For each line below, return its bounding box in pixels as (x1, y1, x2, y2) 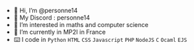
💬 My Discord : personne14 (13, 14, 90, 22)
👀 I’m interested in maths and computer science (13, 21, 149, 28)
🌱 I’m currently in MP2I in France (13, 28, 106, 36)
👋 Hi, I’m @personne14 (13, 7, 78, 14)
